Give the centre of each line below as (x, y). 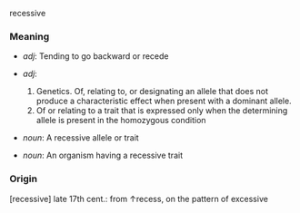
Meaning (30, 36)
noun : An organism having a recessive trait (103, 155)
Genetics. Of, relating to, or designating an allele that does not (152, 92)
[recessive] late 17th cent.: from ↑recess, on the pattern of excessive (139, 198)
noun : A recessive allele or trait (80, 138)
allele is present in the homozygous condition (121, 121)
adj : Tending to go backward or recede (95, 56)
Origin (24, 179)
